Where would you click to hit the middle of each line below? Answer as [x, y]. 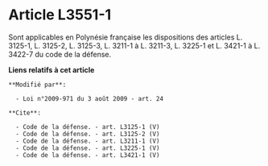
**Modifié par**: [37, 85]
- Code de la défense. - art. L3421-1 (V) [88, 155]
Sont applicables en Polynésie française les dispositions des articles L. [126, 37]
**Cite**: [25, 113]
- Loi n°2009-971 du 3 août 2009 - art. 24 [89, 98]
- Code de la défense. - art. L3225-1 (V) [88, 148]
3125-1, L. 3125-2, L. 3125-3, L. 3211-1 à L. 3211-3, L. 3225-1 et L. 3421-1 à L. [134, 45]
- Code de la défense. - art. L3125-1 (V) [88, 127]
